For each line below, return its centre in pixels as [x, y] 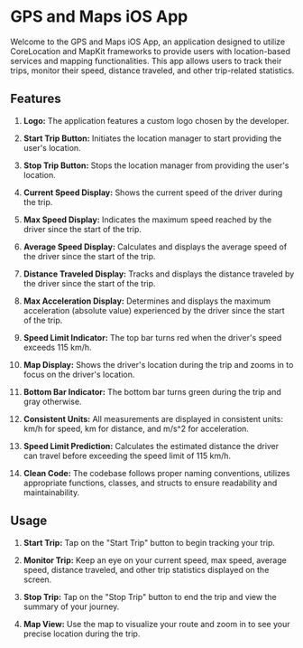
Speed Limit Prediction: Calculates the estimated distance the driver [151, 446]
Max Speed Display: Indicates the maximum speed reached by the [147, 220]
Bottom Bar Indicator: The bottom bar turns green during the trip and [152, 391]
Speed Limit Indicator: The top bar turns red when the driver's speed [152, 337]
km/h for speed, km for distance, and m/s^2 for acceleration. [136, 428]
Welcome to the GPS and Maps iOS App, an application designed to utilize [148, 42]
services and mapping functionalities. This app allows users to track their [146, 61]
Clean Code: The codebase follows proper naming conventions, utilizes [156, 473]
